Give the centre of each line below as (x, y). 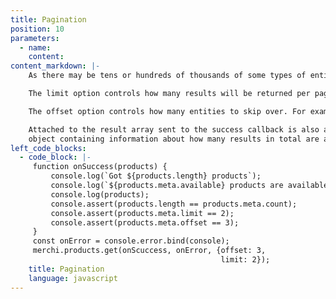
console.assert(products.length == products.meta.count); (174, 204)
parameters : (35, 38)
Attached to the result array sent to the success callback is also (174, 129)
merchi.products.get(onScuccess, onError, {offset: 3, (149, 251)
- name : (35, 47)
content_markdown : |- (55, 66)
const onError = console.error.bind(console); (131, 241)
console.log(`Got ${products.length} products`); (156, 176)
